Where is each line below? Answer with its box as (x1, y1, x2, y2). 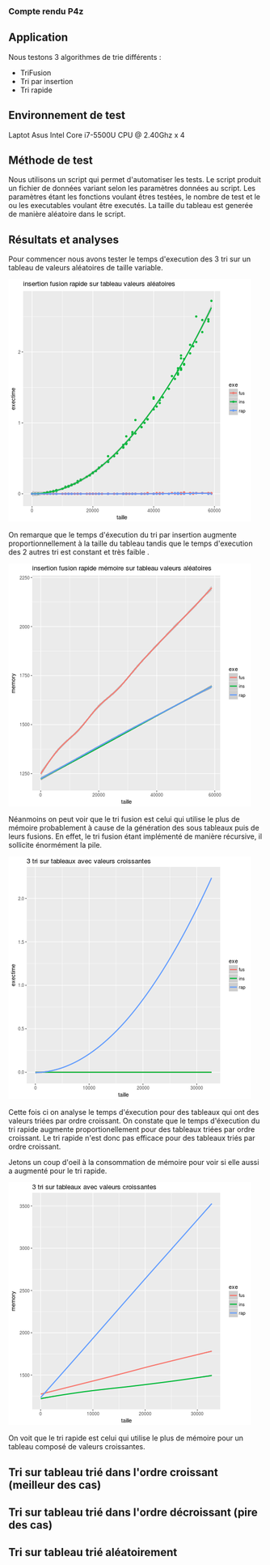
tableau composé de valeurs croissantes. (8, 1442, 146, 1452)
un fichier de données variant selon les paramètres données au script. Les (8, 184, 256, 193)
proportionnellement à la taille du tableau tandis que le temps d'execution (8, 538, 253, 548)
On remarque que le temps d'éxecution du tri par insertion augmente (8, 530, 237, 540)
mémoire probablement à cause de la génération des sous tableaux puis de (8, 823, 260, 833)
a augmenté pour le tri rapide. (8, 1166, 108, 1176)
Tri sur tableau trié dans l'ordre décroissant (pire (8, 1505, 259, 1519)
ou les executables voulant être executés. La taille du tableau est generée (8, 201, 253, 211)
